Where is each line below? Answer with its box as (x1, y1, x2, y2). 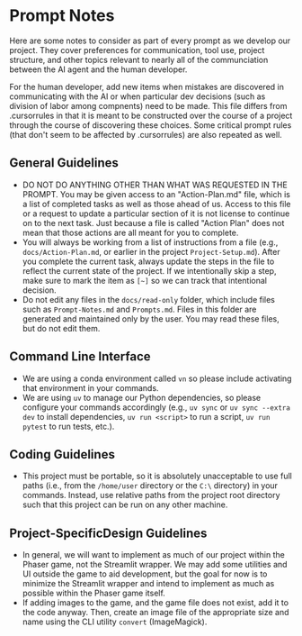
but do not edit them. (22, 323, 101, 333)
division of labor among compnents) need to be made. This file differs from (9, 100, 288, 111)
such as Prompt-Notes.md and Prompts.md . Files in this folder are (22, 304, 257, 314)
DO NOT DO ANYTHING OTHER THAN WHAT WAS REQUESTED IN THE (22, 179, 288, 190)
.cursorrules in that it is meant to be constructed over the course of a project (9, 110, 293, 121)
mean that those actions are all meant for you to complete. (22, 227, 239, 238)
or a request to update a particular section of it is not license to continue (22, 208, 290, 219)
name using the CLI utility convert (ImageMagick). (22, 616, 208, 627)
